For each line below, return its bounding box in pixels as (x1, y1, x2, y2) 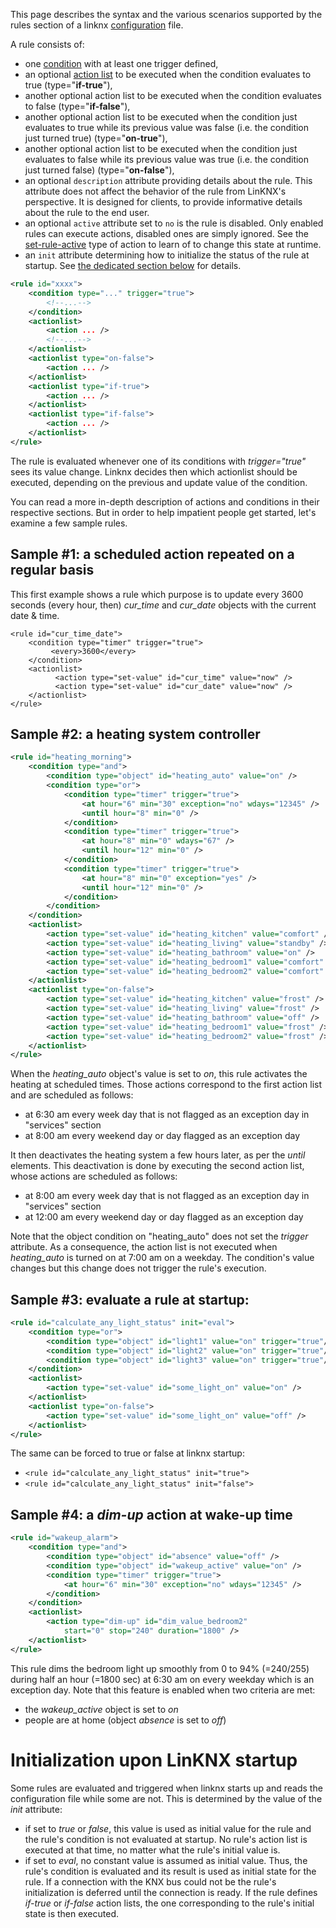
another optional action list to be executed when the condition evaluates (24, 90, 322, 101)
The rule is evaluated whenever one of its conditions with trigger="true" (10, 455, 307, 467)
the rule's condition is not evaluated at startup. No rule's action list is (24, 1833, 308, 1845)
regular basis (10, 562, 95, 579)
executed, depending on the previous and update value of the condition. (10, 476, 308, 488)
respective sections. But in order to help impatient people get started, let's (10, 506, 317, 518)
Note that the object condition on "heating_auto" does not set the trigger (10, 1230, 309, 1243)
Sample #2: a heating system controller (10, 725, 261, 743)
